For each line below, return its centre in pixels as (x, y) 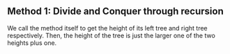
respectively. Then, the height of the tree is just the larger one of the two (112, 35)
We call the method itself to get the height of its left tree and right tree (107, 28)
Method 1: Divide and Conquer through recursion (116, 11)
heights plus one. (32, 43)
